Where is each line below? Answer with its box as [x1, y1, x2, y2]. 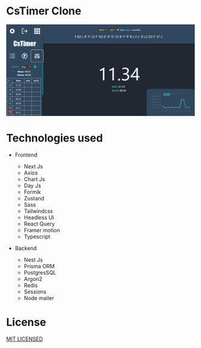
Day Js [23, 182, 41, 189]
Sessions [23, 288, 47, 295]
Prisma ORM [23, 263, 55, 269]
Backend [14, 245, 37, 251]
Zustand [23, 195, 45, 202]
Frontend [14, 151, 38, 158]
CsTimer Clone [6, 4, 82, 18]
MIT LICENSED [6, 335, 43, 343]
